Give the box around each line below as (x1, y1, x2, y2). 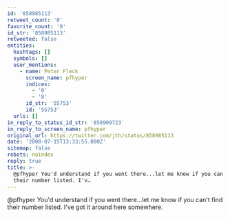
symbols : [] (13, 55, 48, 62)
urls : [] (13, 112, 39, 119)
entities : (7, 42, 36, 49)
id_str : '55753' (25, 100, 72, 107)
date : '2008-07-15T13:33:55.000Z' (7, 139, 107, 146)
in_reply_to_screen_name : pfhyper (7, 126, 107, 132)
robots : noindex (7, 151, 54, 159)
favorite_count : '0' (7, 23, 67, 30)
